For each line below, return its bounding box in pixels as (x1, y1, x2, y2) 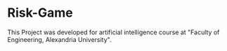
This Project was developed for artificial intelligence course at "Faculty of (7, 28, 220, 36)
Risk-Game (7, 5, 73, 21)
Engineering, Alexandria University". (7, 35, 112, 43)
